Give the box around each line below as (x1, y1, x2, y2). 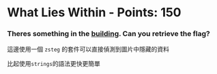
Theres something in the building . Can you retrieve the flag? (7, 29, 210, 39)
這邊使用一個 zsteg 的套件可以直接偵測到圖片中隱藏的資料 (7, 45, 169, 54)
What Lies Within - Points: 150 (7, 5, 182, 20)
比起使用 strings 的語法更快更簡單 (7, 60, 101, 68)
